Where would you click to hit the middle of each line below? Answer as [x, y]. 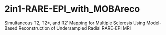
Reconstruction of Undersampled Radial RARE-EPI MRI [75, 28]
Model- [154, 23]
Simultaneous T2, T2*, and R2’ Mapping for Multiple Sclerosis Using [75, 23]
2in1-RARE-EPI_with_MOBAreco [72, 9]
